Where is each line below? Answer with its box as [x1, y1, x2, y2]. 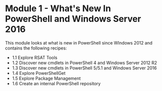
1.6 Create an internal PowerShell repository [12, 80, 101, 86]
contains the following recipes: [5, 45, 67, 51]
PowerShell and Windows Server [5, 13, 141, 24]
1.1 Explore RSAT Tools [12, 54, 58, 60]
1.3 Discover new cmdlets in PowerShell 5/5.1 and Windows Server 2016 [12, 65, 157, 71]
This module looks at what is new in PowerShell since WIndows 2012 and [5, 40, 153, 45]
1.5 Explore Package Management [12, 75, 81, 81]
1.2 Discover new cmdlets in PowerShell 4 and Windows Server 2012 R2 [12, 60, 158, 66]
